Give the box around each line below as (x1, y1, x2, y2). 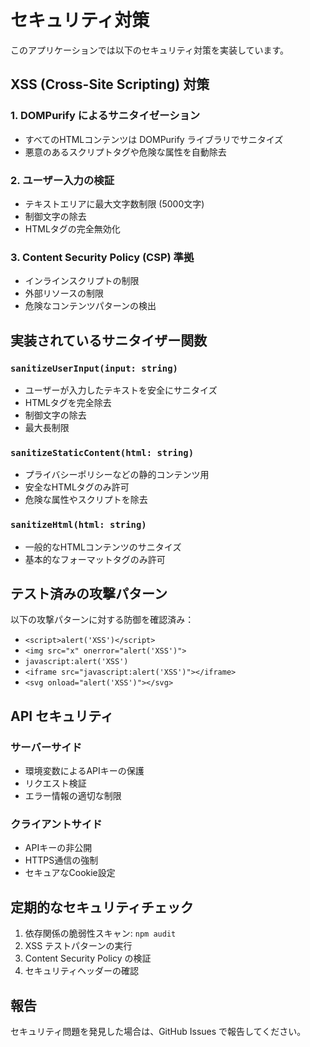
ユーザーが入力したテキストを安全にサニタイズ (24, 384, 218, 396)
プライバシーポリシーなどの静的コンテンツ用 (24, 469, 210, 481)
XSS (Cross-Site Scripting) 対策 (10, 76, 210, 93)
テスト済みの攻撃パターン (10, 585, 168, 602)
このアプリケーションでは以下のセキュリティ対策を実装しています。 (10, 44, 290, 56)
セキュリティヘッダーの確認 (24, 965, 139, 977)
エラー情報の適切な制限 (24, 790, 122, 801)
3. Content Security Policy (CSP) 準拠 (10, 250, 195, 264)
